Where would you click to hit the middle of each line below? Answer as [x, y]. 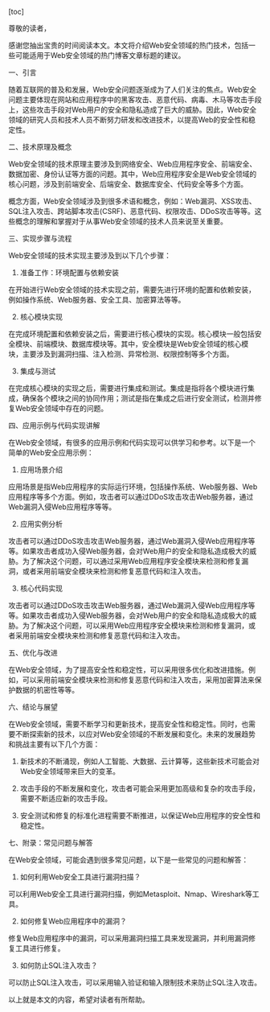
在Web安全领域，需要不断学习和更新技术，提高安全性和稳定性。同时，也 [129, 724]
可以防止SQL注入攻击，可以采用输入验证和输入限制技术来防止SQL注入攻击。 [135, 982]
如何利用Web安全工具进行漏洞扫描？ [80, 877]
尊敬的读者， [29, 28]
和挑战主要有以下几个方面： [54, 744]
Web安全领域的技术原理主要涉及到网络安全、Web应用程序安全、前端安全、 [133, 164]
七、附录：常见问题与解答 [51, 843]
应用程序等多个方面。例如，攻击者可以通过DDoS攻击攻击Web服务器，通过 [131, 497]
